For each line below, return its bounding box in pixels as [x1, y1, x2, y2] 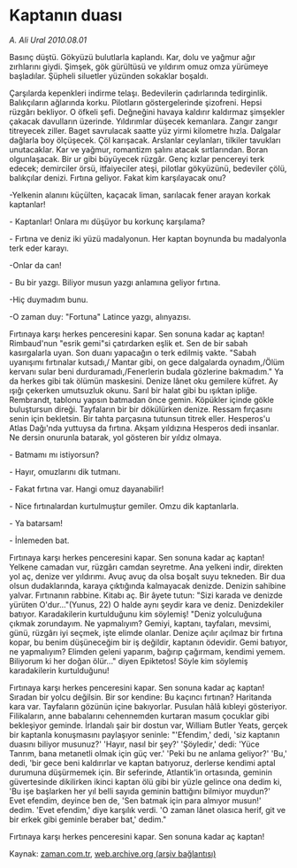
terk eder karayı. [9, 243, 69, 253]
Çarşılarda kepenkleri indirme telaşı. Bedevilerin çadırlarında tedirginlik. [9, 88, 268, 98]
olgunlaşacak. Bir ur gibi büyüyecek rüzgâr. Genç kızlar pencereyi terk [9, 153, 265, 164]
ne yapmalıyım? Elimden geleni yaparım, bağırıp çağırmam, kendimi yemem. [9, 646, 286, 656]
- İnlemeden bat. [9, 535, 70, 546]
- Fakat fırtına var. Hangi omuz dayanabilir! [9, 484, 164, 494]
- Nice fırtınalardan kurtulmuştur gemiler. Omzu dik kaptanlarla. [9, 500, 239, 511]
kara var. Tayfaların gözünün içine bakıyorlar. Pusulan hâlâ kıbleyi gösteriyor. [9, 701, 287, 711]
